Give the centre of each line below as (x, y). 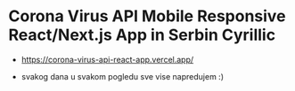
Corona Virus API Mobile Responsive (147, 16)
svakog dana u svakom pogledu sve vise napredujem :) (123, 76)
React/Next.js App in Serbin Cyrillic (142, 35)
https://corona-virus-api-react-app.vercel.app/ (107, 59)
